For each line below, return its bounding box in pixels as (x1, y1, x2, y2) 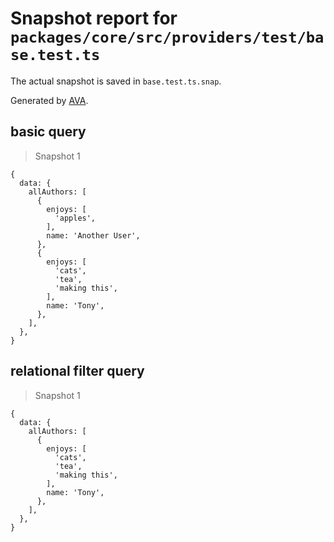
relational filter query (10, 363, 145, 380)
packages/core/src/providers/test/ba (10, 28, 325, 47)
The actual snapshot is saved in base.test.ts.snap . (10, 75, 222, 87)
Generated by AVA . (10, 94, 89, 106)
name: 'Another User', (46, 230, 141, 241)
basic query (10, 123, 87, 141)
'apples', (54, 213, 97, 223)
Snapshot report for (10, 7, 178, 30)
